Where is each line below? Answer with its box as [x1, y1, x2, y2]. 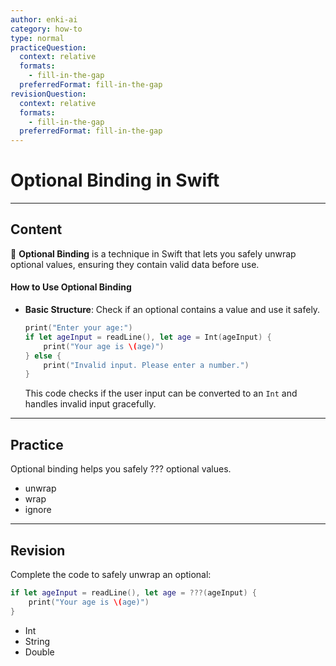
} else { [24, 351, 62, 361]
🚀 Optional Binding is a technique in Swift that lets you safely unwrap [10, 247, 297, 260]
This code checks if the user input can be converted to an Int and [24, 387, 298, 400]
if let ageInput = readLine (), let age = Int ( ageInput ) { [24, 332, 272, 342]
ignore [24, 504, 52, 516]
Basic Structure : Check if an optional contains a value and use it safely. [24, 304, 321, 316]
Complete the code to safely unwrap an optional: [10, 568, 212, 580]
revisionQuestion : [10, 89, 87, 99]
